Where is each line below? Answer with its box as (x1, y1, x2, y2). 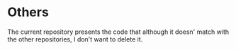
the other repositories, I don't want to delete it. (7, 35, 143, 43)
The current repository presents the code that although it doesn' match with (7, 27, 229, 36)
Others (7, 4, 50, 20)
